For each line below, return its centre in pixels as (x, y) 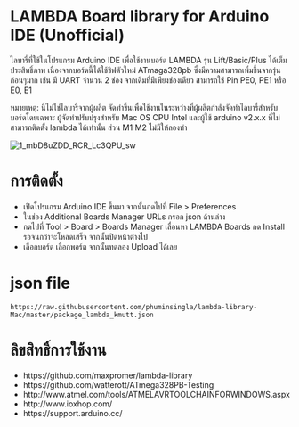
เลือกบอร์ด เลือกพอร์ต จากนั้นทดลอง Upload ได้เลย (100, 246)
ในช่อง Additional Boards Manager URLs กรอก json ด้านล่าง (124, 217)
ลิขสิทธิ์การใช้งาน (58, 350)
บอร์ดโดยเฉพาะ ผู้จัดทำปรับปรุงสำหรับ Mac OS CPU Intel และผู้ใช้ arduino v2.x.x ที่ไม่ (145, 117)
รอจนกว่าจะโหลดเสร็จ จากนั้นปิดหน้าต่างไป (85, 236)
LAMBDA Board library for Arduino (140, 16)
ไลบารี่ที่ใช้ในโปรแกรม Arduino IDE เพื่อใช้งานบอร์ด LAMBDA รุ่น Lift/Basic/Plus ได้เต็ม (149, 60)
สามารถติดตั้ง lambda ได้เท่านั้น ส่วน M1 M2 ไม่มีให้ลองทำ (99, 127)
